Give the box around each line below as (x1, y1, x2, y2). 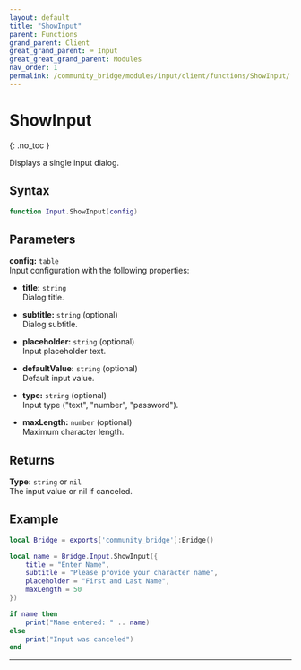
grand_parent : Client (9, 38, 90, 48)
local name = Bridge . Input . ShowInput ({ (9, 552, 159, 561)
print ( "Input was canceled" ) (25, 634, 134, 644)
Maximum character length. (21, 427, 125, 438)
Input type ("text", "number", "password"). (21, 400, 179, 411)
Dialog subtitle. (21, 319, 78, 330)
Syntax (9, 183, 50, 198)
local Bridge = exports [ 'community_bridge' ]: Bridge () (9, 535, 215, 544)
